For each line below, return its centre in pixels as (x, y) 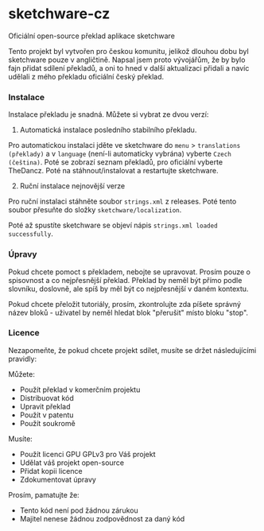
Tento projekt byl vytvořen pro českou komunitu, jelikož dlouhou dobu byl (128, 51)
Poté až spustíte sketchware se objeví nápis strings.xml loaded (113, 225)
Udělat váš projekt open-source (72, 463)
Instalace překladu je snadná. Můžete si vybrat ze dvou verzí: (109, 114)
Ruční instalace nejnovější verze (72, 186)
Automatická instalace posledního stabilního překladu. (108, 130)
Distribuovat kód (47, 397)
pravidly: (23, 359)
